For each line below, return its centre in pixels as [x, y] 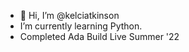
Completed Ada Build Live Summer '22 [99, 36]
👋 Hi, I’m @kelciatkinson [69, 15]
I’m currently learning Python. [81, 26]
